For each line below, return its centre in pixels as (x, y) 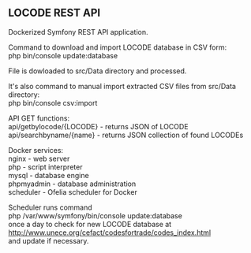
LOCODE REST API (54, 13)
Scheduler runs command (50, 207)
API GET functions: (39, 118)
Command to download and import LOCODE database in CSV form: (118, 47)
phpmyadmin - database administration (72, 184)
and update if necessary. (49, 240)
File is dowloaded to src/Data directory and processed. (97, 71)
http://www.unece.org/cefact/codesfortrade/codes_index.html (110, 233)
